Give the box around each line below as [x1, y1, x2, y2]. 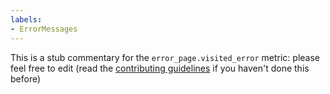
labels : [10, 14, 43, 25]
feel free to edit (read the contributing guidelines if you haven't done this [10, 62, 310, 74]
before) [10, 72, 42, 85]
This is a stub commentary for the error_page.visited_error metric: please [10, 51, 321, 63]
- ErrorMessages [10, 24, 78, 34]
